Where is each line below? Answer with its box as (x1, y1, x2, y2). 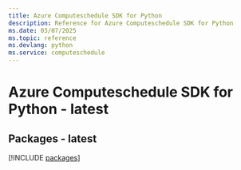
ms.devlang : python (8, 42, 73, 49)
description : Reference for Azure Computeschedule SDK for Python (8, 19, 234, 27)
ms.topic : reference (8, 34, 77, 42)
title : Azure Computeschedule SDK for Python (8, 11, 162, 20)
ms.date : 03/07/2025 (8, 26, 77, 34)
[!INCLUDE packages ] (8, 153, 81, 162)
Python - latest (8, 101, 109, 118)
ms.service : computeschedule (8, 49, 105, 57)
